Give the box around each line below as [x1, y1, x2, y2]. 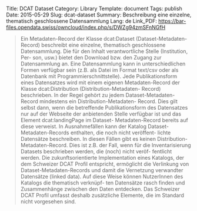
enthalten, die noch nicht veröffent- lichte [70, 129, 171, 136]
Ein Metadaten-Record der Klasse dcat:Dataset [20, 35, 135, 42]
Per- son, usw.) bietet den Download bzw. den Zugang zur [20, 54, 162, 61]
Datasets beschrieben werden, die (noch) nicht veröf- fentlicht [20, 148, 172, 155]
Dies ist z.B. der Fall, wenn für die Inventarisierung [69, 141, 191, 149]
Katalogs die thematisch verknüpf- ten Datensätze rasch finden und [20, 179, 185, 186]
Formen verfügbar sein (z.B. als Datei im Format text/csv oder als [20, 67, 179, 73]
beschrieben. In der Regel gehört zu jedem [20, 91, 125, 98]
